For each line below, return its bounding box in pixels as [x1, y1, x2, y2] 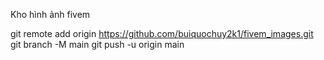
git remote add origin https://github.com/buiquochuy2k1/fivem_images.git [10, 28, 314, 39]
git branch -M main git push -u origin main [10, 39, 185, 50]
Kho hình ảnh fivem [10, 9, 91, 20]
